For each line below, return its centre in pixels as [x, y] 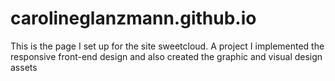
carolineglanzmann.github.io [133, 18]
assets [24, 67]
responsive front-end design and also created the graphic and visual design [166, 56]
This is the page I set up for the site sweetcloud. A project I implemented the [167, 46]
